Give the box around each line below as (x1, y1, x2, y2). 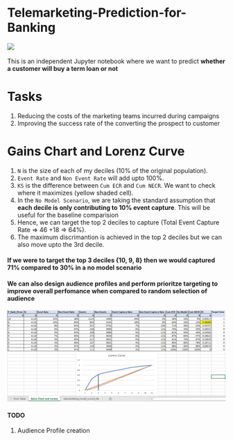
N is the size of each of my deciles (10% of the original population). (17, 166, 208, 174)
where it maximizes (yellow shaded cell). (17, 188, 134, 197)
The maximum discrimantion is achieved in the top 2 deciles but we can (17, 233, 222, 241)
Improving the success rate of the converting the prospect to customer (17, 119, 221, 127)
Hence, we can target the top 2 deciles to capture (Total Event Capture (17, 218, 220, 227)
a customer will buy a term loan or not (7, 64, 119, 72)
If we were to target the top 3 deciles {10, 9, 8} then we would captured (7, 256, 216, 265)
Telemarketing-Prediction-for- (7, 5, 187, 21)
